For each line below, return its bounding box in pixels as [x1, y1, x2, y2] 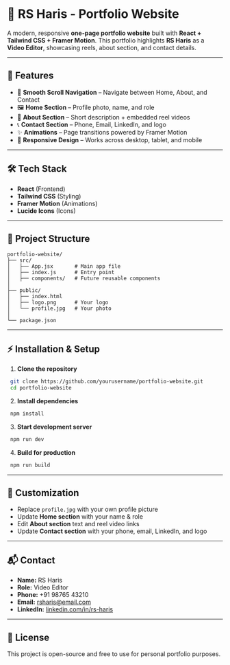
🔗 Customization [7, 487, 79, 499]
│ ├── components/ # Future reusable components [7, 275, 161, 282]
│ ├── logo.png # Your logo [7, 299, 109, 306]
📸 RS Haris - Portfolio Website [7, 6, 179, 22]
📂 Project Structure [7, 233, 90, 245]
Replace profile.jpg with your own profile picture [16, 505, 159, 514]
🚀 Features [7, 70, 54, 82]
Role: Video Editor [16, 583, 68, 591]
